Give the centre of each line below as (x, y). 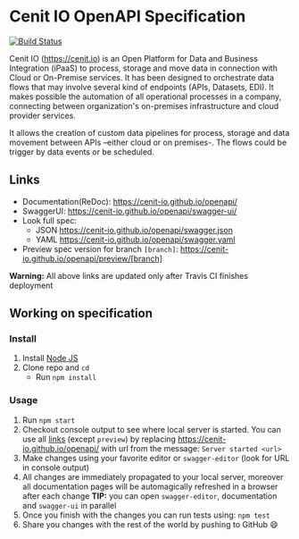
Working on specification (81, 313)
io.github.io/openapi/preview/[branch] (92, 258)
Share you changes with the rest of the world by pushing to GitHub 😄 (150, 524)
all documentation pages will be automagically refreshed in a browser (150, 486)
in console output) (56, 467)
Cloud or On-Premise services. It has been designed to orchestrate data (142, 77)
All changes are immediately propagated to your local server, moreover (153, 476)
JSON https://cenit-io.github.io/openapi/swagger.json (134, 230)
